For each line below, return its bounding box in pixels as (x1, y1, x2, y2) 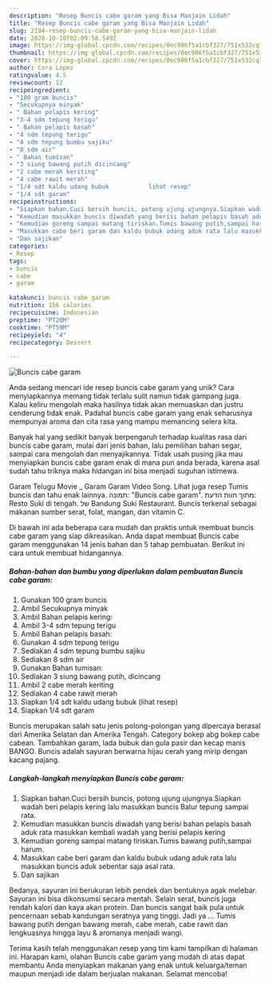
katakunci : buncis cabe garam (9, 293, 110, 302)
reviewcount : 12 (9, 78, 63, 86)
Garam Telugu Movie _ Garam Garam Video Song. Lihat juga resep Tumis (9, 481, 248, 492)
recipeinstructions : (9, 198, 78, 206)
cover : (9, 57, 31, 65)
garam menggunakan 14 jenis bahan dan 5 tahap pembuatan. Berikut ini (9, 540, 246, 549)
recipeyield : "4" (9, 331, 67, 339)
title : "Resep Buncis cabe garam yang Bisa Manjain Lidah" (9, 19, 210, 27)
